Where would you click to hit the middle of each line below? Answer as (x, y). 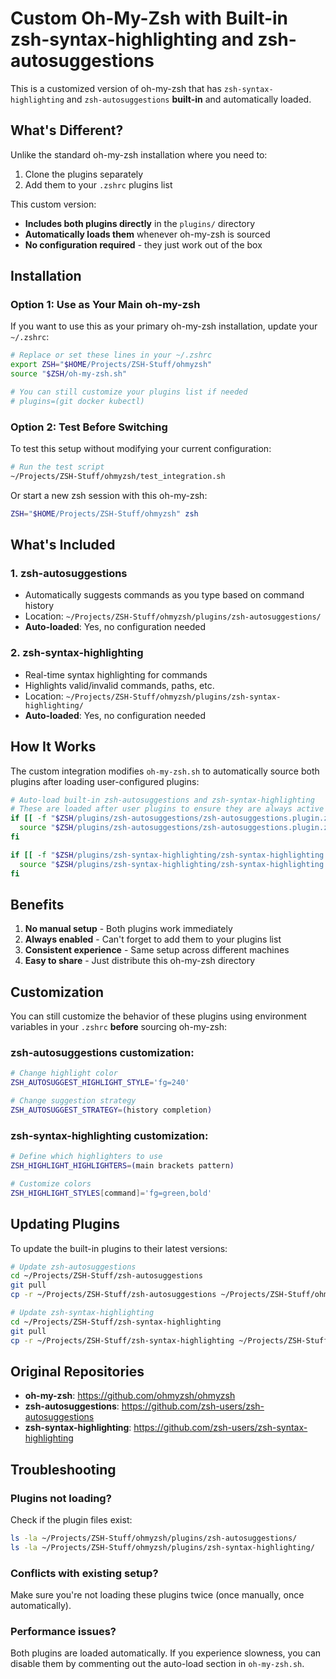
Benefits (37, 904)
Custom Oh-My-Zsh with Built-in (149, 18)
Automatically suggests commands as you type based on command (164, 595)
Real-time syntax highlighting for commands (116, 674)
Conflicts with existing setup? (84, 1573)
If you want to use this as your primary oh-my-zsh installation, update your (164, 326)
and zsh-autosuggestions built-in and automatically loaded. (189, 99)
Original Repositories (77, 1371)
